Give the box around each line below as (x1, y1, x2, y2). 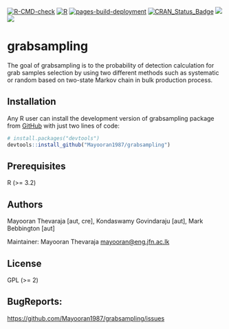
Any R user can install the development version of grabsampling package (7, 114, 215, 122)
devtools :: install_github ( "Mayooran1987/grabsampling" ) (7, 141, 171, 148)
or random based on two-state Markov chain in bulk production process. (7, 76, 213, 84)
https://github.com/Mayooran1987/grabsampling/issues (7, 314, 165, 322)
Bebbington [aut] (7, 224, 55, 232)
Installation (7, 96, 56, 108)
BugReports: (7, 296, 63, 308)
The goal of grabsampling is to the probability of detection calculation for (7, 61, 215, 69)
